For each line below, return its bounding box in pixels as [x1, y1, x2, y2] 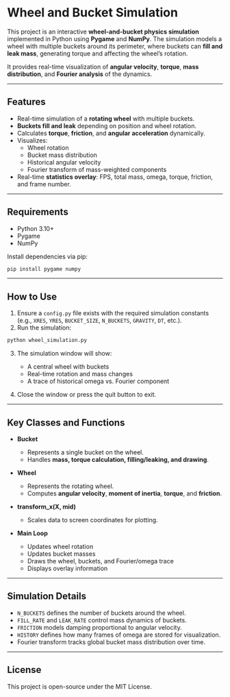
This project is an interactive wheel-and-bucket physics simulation [7, 27, 200, 36]
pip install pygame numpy [7, 265, 81, 272]
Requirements [7, 206, 68, 218]
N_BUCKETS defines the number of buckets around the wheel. [16, 609, 186, 617]
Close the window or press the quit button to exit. [16, 391, 157, 399]
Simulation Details [7, 591, 87, 602]
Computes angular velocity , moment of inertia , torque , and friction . [27, 489, 222, 498]
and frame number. [16, 180, 72, 188]
